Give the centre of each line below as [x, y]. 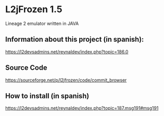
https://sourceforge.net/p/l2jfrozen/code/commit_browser [66, 80]
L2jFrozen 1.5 [34, 9]
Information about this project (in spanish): [75, 39]
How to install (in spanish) [47, 96]
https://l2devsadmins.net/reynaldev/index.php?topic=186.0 [67, 51]
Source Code [26, 68]
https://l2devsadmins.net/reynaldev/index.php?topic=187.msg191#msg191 [82, 108]
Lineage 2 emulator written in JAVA [42, 23]
